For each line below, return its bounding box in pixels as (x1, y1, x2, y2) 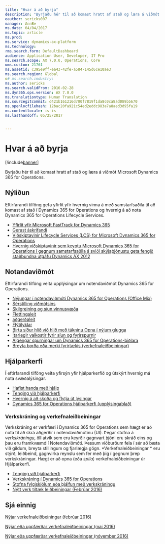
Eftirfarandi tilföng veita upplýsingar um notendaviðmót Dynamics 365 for (5, 280, 154, 287)
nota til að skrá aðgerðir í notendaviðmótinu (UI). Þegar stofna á (5, 430, 134, 436)
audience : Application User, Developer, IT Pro (5, 53, 105, 58)
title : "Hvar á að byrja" (5, 7, 58, 12)
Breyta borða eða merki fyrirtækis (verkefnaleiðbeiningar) (12, 343, 130, 349)
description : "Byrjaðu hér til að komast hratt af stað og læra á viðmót (5, 12, 160, 17)
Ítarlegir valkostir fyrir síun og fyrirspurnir (12, 332, 96, 338)
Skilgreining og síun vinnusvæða (12, 306, 79, 312)
